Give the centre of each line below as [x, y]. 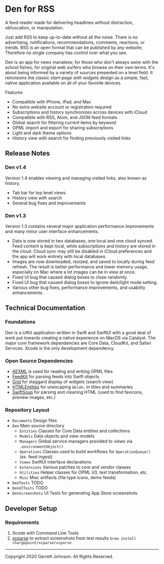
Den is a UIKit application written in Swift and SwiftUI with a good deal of [78, 332]
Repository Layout [27, 410]
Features [14, 92]
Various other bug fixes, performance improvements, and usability [79, 287]
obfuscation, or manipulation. [35, 27]
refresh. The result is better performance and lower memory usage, [80, 266]
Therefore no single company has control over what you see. [66, 53]
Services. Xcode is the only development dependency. [60, 348]
